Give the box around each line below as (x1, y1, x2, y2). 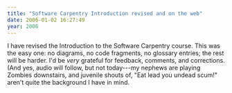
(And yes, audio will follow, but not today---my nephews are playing (7, 63, 201, 72)
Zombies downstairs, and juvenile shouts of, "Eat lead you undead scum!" (7, 71, 218, 79)
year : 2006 (7, 23, 39, 30)
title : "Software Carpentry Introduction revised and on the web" (7, 10, 203, 17)
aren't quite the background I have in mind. (7, 79, 130, 87)
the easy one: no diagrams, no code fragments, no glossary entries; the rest (7, 49, 224, 57)
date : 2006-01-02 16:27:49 (7, 17, 85, 23)
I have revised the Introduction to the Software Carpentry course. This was (7, 42, 220, 50)
